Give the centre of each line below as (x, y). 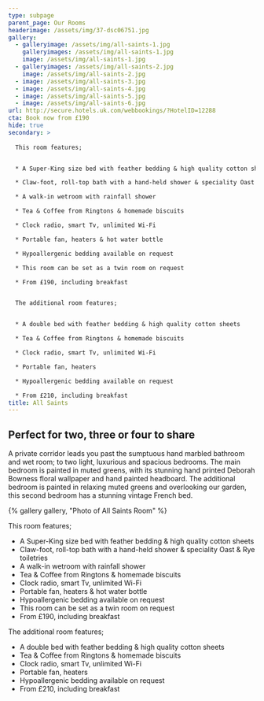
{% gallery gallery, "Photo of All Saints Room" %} (88, 511)
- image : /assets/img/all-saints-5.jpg (81, 96)
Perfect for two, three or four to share (102, 434)
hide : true (26, 125)
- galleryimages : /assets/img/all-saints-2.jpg (95, 67)
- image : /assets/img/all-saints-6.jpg (81, 103)
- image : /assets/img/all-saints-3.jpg (81, 81)
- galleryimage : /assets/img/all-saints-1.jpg (93, 45)
